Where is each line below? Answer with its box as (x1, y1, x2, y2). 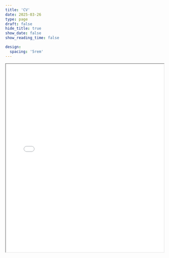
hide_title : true (5, 26, 42, 31)
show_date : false (5, 31, 42, 36)
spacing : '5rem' (10, 49, 44, 54)
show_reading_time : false (5, 36, 59, 41)
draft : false (5, 21, 33, 27)
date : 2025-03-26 (5, 12, 42, 17)
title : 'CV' (5, 7, 30, 13)
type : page (5, 17, 28, 22)
